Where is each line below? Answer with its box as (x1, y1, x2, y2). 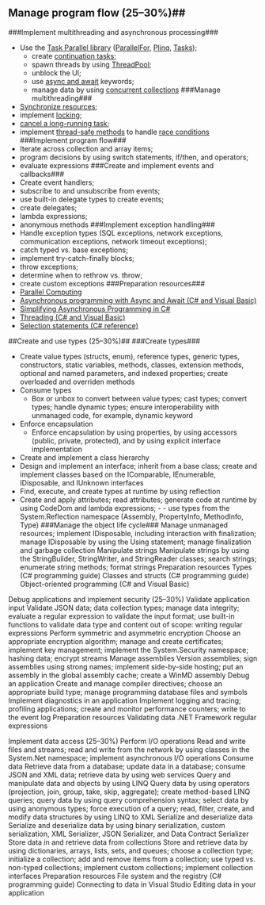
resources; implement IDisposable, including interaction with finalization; (19, 528, 257, 538)
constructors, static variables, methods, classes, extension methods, (19, 360, 244, 370)
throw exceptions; (19, 262, 79, 271)
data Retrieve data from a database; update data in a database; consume (8, 761, 246, 771)
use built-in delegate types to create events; (19, 194, 165, 204)
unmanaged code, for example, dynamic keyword (31, 410, 194, 420)
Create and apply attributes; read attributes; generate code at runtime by (19, 495, 257, 504)
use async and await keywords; (31, 76, 134, 86)
